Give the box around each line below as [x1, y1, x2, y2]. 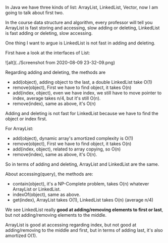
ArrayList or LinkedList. [12, 186, 61, 192]
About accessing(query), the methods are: [5, 171, 93, 177]
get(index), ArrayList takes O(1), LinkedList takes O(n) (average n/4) [12, 197, 154, 203]
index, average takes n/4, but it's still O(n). [12, 95, 101, 101]
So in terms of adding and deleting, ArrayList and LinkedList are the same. [5, 161, 159, 167]
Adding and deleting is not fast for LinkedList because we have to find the [5, 111, 159, 116]
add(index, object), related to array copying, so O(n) [12, 146, 121, 152]
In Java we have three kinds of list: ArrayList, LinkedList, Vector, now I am [5, 5, 158, 10]
